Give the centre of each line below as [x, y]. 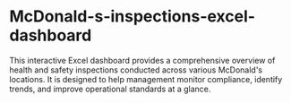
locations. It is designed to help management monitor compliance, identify [146, 79]
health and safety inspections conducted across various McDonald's [136, 70]
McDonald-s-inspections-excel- [133, 17]
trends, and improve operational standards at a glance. [110, 89]
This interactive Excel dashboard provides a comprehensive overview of [142, 60]
